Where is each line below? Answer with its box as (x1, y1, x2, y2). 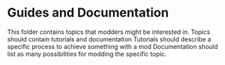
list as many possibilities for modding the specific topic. (7, 50, 167, 58)
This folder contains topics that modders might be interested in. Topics (7, 28, 210, 36)
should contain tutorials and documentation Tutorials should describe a (7, 35, 211, 43)
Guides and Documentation (7, 5, 169, 21)
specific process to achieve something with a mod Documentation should (7, 42, 218, 50)
